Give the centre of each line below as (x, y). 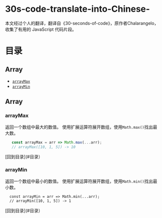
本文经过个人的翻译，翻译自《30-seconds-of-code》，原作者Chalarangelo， (82, 23)
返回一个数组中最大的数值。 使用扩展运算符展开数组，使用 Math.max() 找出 (79, 127)
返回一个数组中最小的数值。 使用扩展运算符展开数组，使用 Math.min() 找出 (79, 181)
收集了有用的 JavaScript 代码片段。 (41, 29)
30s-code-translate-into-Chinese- (78, 9)
